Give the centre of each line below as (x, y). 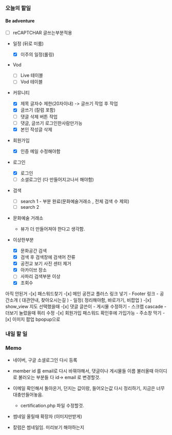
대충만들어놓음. (28, 394)
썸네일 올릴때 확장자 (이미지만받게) (47, 416)
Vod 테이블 (32, 82)
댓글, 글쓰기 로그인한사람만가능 (51, 123)
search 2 (30, 207)
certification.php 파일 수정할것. (52, 405)
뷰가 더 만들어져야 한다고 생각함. (53, 229)
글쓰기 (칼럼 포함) (38, 110)
